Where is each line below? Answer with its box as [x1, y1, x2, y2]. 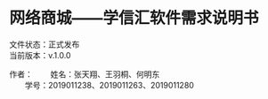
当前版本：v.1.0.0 [9, 49, 71, 60]
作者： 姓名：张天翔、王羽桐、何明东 [9, 68, 160, 80]
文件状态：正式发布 [9, 39, 80, 49]
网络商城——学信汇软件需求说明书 [9, 8, 260, 28]
